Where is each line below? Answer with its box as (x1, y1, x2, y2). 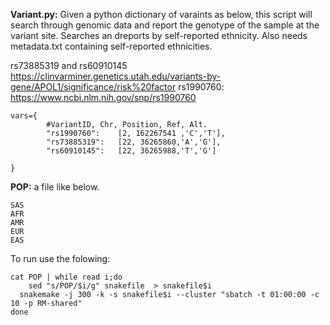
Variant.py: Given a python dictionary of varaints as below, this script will (10, 9, 313, 20)
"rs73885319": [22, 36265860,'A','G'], (46, 137, 222, 147)
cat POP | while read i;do (10, 272, 123, 282)
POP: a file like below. (10, 181, 100, 193)
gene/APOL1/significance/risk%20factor (10, 81, 177, 93)
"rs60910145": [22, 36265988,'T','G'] (46, 146, 217, 156)
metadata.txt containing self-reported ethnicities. (10, 40, 213, 52)
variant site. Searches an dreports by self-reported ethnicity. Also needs (10, 30, 308, 41)
